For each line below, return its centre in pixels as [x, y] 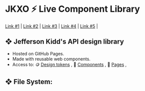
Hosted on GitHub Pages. [38, 53]
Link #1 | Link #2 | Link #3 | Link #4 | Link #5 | [51, 26]
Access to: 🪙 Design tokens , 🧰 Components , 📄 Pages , [70, 64]
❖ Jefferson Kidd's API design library [65, 42]
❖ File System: [29, 82]
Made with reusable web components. [51, 59]
